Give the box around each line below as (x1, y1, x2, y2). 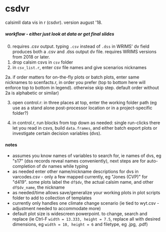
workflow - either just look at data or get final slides (5, 31, 114, 37)
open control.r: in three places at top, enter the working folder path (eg (12, 99, 157, 105)
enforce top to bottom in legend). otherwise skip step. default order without (5, 84, 160, 90)
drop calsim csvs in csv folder (12, 59, 73, 65)
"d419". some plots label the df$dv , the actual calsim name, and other (12, 179, 154, 185)
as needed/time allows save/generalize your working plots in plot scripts (12, 190, 161, 196)
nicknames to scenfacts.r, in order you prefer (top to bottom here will (5, 79, 146, 85)
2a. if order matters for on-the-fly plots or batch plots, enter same (5, 74, 140, 80)
